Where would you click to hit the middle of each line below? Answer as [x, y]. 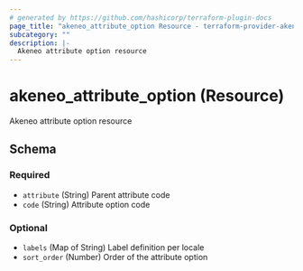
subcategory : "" [40, 34]
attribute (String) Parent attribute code [96, 194]
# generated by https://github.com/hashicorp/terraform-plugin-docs [141, 18]
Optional [28, 228]
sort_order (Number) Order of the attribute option [115, 257]
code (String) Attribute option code [86, 204]
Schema [33, 150]
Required [30, 175]
